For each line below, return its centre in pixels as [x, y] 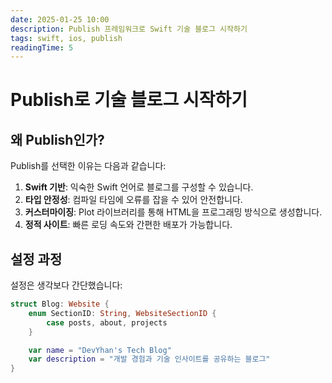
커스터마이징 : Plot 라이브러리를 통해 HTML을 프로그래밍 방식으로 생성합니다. [173, 212]
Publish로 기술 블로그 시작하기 [129, 100]
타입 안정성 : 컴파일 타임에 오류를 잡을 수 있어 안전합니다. [133, 200]
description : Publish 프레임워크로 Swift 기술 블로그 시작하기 [129, 29]
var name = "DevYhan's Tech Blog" [100, 350]
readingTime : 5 [42, 47]
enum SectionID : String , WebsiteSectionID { [122, 313]
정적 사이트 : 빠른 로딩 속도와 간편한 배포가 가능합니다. [128, 225]
